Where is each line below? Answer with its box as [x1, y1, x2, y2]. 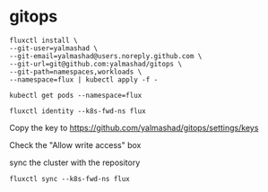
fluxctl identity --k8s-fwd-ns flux [9, 106, 146, 116]
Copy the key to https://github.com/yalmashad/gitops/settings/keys [9, 122, 259, 133]
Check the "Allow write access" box [9, 139, 142, 150]
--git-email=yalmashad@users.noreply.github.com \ [9, 51, 203, 60]
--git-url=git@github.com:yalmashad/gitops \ [9, 59, 182, 68]
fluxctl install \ [9, 36, 78, 45]
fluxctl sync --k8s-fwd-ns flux [9, 174, 130, 183]
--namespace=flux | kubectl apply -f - [9, 74, 159, 84]
